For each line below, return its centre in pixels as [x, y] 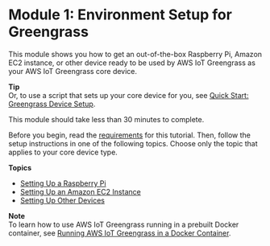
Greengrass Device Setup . [52, 104]
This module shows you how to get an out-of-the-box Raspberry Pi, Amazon [135, 54]
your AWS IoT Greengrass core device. [73, 71]
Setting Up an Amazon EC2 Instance [80, 191]
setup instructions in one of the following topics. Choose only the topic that [133, 143]
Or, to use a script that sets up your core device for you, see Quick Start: [129, 95]
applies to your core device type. [63, 152]
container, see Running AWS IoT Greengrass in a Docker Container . [120, 233]
